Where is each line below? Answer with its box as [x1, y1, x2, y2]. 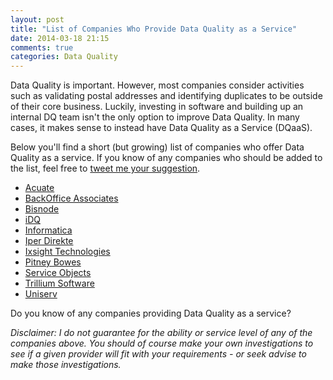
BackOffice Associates [24, 192, 119, 205]
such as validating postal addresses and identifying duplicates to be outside [10, 90, 323, 102]
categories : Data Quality [10, 52, 118, 62]
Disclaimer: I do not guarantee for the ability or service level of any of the [10, 327, 313, 339]
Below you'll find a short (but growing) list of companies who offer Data [10, 141, 305, 153]
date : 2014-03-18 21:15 [10, 33, 110, 43]
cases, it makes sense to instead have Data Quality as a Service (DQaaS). [10, 122, 313, 134]
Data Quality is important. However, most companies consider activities [10, 79, 305, 91]
